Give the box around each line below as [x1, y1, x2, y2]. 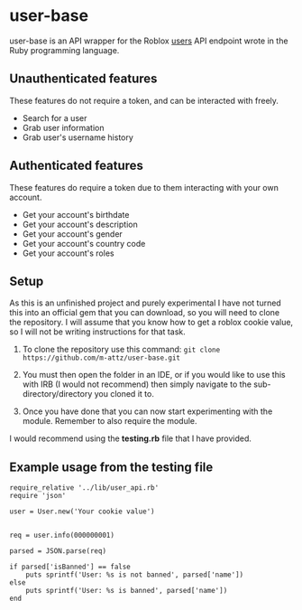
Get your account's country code [22, 238, 146, 249]
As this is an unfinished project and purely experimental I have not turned [9, 297, 281, 308]
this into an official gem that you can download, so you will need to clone [9, 307, 280, 318]
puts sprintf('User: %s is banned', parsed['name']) [25, 587, 228, 596]
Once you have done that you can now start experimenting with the [22, 406, 273, 417]
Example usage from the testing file [9, 459, 214, 474]
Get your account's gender [22, 228, 124, 239]
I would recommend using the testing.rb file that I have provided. [9, 433, 252, 444]
